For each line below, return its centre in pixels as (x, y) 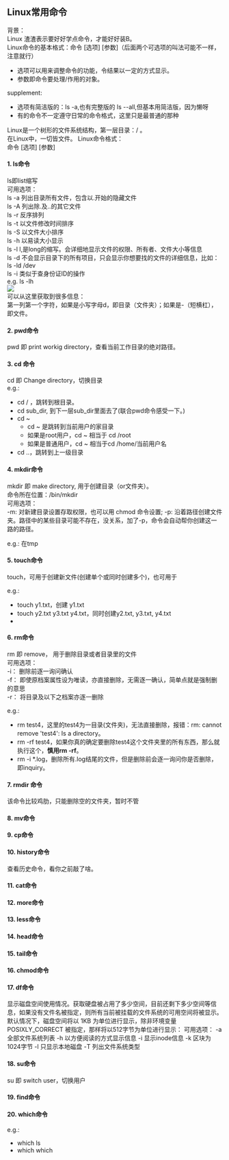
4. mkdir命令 (25, 470)
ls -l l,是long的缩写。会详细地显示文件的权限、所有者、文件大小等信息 (105, 250)
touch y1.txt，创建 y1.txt (51, 605)
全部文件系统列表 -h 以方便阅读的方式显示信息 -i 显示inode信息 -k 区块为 (109, 1038)
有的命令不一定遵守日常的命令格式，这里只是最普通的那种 (98, 115)
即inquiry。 (33, 768)
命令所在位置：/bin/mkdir (43, 494)
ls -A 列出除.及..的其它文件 (44, 206)
